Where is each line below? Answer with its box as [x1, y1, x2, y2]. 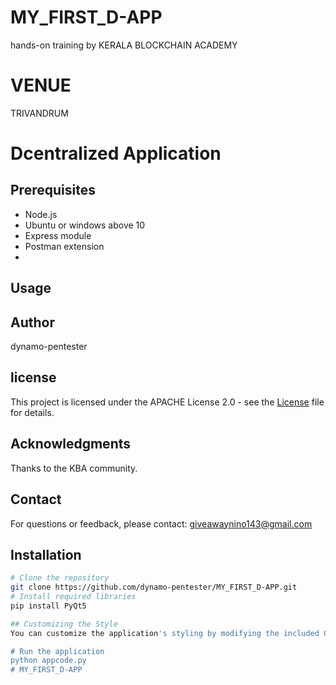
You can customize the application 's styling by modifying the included [10, 628, 320, 638]
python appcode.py [10, 656, 87, 666]
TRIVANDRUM [10, 107, 69, 119]
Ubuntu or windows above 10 [24, 219, 146, 231]
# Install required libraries [10, 592, 137, 602]
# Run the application [10, 646, 105, 656]
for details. [10, 406, 55, 418]
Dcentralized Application [10, 142, 222, 165]
